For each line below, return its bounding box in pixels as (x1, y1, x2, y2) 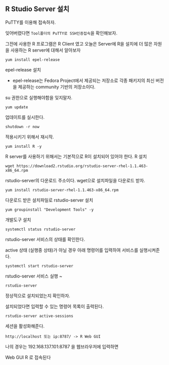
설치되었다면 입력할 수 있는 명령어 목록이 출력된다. (5, 303, 104, 309)
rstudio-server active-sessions (5, 313, 73, 318)
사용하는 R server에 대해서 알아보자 (10, 47, 81, 53)
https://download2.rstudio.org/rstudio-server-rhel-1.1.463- (16, 164, 148, 169)
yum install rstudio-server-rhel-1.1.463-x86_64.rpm (5, 187, 119, 192)
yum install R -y (5, 144, 42, 149)
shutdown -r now (5, 124, 39, 129)
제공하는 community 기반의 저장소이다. (18, 84, 96, 90)
